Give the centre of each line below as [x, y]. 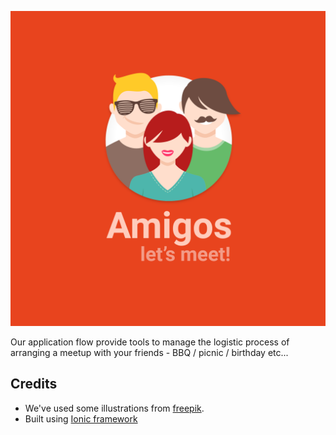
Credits [34, 384]
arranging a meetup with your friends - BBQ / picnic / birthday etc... [149, 352]
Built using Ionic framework [81, 418]
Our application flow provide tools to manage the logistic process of [150, 342]
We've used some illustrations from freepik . [114, 408]
